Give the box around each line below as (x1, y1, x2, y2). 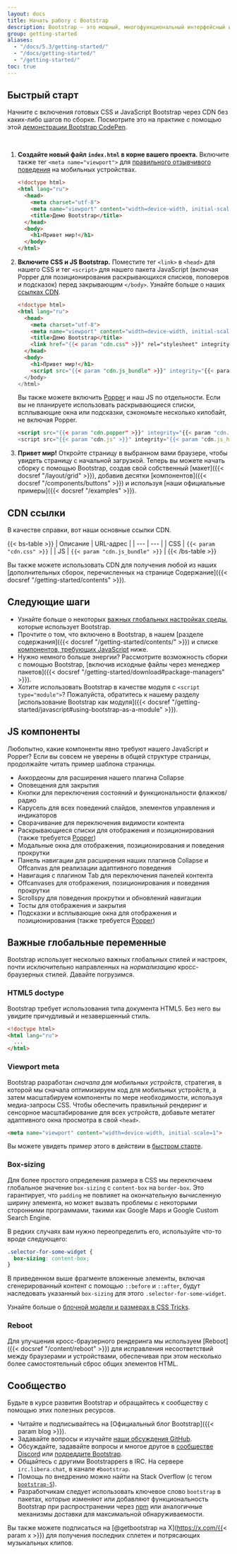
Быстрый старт (7, 89, 79, 101)
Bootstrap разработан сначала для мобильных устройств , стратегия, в (7, 1078, 222, 1086)
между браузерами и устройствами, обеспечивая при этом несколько (7, 1352, 222, 1360)
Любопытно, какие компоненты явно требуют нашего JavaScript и (7, 744, 209, 753)
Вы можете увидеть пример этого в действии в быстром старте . (7, 1142, 203, 1151)
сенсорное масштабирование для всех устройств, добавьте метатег (7, 1108, 216, 1117)
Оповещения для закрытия (17, 781, 99, 789)
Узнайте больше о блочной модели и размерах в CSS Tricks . (7, 1303, 190, 1311)
